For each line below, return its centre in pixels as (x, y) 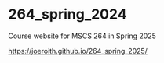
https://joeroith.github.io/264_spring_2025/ (78, 51)
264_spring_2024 (67, 14)
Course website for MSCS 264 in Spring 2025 (82, 36)
